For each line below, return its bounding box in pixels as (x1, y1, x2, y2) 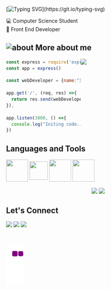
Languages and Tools (6, 144, 86, 154)
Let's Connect (6, 205, 58, 215)
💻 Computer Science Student (6, 18, 78, 24)
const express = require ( (6, 59, 69, 65)
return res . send (11, 96, 51, 102)
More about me (35, 43, 92, 53)
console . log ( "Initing (11, 121, 64, 127)
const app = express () (6, 65, 61, 71)
